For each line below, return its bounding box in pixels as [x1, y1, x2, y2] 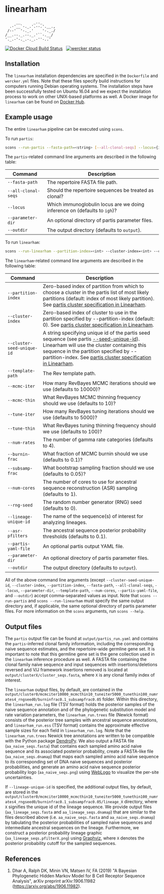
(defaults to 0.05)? [42, 471, 86, 477]
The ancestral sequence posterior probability [42, 527, 146, 534]
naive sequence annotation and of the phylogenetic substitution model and [5, 707, 156, 712]
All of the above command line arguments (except [5, 577, 105, 583]
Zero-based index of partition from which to [42, 283, 144, 290]
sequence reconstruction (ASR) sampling [42, 485, 138, 492]
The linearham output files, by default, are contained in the [5, 687, 123, 693]
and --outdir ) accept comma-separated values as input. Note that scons [5, 593, 151, 599]
